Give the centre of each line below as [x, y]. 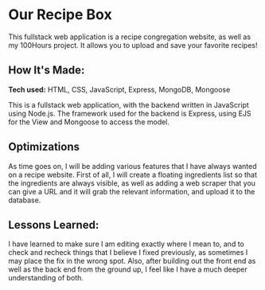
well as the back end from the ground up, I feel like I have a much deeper [128, 269]
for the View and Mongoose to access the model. [89, 122]
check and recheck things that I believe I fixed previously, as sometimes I [128, 253]
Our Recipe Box [60, 15]
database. [25, 200]
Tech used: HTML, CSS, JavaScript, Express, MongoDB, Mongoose [119, 89]
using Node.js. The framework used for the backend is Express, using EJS [130, 113]
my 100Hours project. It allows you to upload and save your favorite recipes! [133, 45]
